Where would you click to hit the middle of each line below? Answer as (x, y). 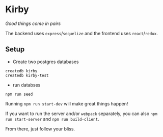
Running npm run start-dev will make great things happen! (67, 103)
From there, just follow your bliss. (40, 129)
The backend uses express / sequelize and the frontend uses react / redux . (81, 33)
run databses (26, 85)
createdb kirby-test (27, 75)
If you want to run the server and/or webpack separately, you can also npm (81, 114)
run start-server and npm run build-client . (52, 119)
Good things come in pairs (33, 23)
